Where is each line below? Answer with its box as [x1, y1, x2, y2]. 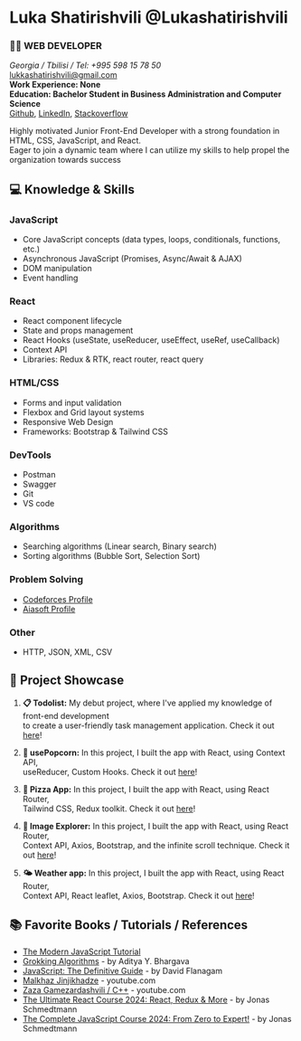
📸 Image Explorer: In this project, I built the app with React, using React [22, 820, 289, 831]
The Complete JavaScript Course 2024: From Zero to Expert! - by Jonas [22, 1013, 292, 1024]
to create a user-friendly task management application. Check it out [22, 720, 275, 731]
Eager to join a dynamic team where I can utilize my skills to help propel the [9, 145, 290, 156]
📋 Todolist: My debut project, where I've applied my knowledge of [22, 697, 273, 708]
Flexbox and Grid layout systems [22, 406, 145, 418]
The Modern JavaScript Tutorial [22, 946, 142, 957]
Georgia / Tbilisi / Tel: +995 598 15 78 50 [9, 60, 162, 71]
